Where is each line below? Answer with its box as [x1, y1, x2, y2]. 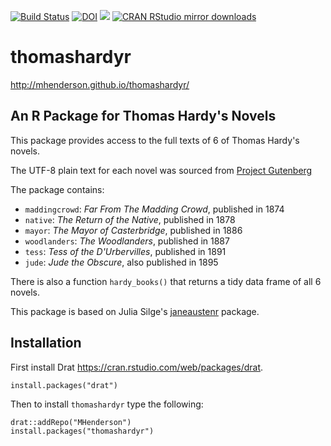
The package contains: [10, 183, 105, 195]
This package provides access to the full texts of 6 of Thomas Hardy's [10, 134, 300, 146]
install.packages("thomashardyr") [10, 426, 155, 436]
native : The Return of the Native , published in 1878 [24, 213, 236, 225]
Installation [10, 335, 82, 352]
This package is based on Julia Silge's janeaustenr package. [10, 305, 260, 317]
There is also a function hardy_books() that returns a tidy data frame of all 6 [10, 275, 322, 287]
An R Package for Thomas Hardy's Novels [10, 108, 277, 125]
